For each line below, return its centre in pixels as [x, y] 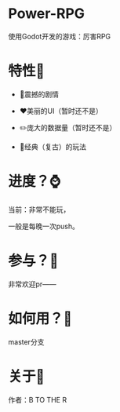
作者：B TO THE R [38, 399]
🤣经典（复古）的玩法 [53, 147]
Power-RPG [46, 14]
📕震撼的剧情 [39, 94]
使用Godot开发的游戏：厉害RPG [60, 36]
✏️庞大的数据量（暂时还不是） [68, 127]
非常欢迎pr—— [32, 284]
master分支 [26, 341]
